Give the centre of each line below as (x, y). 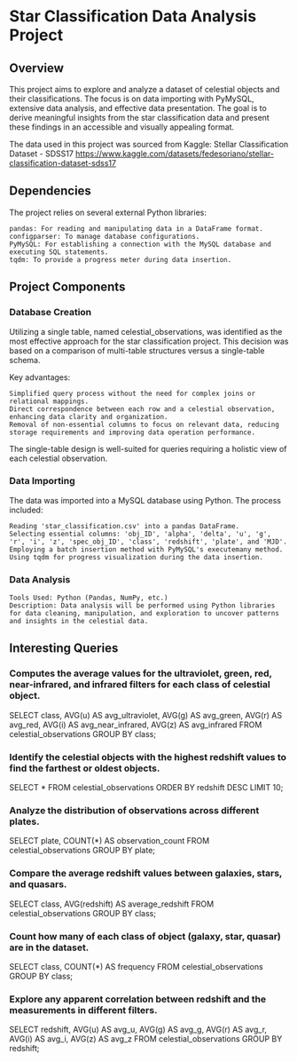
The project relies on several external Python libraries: (108, 212)
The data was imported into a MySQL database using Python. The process (145, 500)
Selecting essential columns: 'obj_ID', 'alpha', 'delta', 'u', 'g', (141, 534)
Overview (37, 68)
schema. (25, 360)
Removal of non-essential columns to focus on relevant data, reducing (144, 424)
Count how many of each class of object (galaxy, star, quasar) (145, 936)
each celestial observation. (59, 458)
